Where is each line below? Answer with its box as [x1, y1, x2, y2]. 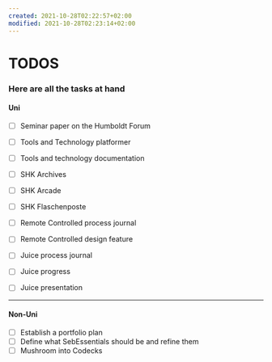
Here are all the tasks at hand [8, 82, 125, 94]
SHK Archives [19, 170, 67, 179]
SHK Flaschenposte [19, 202, 87, 212]
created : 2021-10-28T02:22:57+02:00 [8, 11, 132, 20]
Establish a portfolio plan [19, 327, 103, 337]
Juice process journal [19, 250, 93, 260]
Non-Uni [8, 309, 38, 319]
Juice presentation [19, 283, 83, 293]
